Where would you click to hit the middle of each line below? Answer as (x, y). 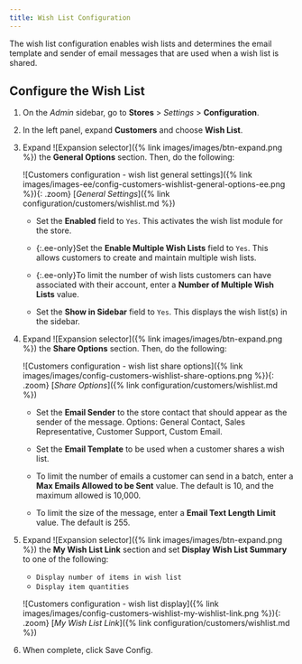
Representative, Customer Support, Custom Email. (129, 432)
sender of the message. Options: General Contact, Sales (141, 422)
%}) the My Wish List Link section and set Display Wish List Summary (155, 550)
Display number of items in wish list (109, 578)
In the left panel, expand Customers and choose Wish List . (133, 130)
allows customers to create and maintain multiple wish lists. (146, 257)
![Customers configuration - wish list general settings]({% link (137, 175)
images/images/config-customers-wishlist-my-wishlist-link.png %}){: (151, 613)
